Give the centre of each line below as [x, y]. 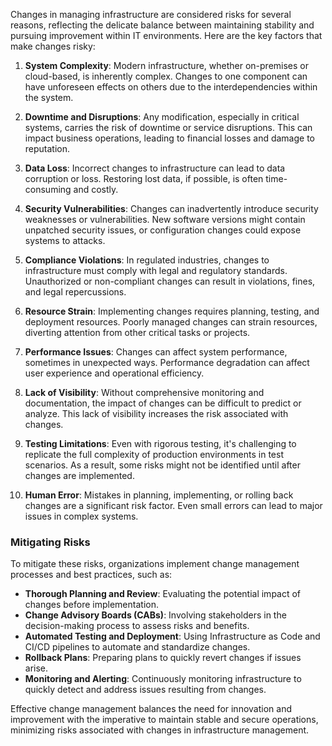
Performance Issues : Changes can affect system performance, [156, 352]
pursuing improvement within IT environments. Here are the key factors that [166, 35]
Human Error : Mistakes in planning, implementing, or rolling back [159, 495]
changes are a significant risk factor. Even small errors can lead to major [173, 505]
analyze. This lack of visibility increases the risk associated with [156, 413]
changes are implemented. [79, 475]
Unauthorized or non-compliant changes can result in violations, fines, [170, 281]
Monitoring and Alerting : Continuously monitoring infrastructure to [163, 679]
